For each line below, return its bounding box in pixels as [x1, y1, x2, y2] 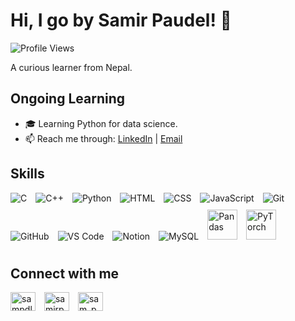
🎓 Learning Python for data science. [24, 117, 178, 129]
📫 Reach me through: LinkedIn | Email [24, 132, 183, 144]
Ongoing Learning [10, 90, 126, 108]
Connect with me [10, 265, 120, 282]
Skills [10, 165, 45, 183]
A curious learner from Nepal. [10, 61, 133, 73]
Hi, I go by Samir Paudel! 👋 [10, 9, 232, 32]
